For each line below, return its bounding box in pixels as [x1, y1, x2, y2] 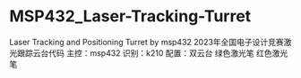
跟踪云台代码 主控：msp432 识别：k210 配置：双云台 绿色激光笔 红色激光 [16, 47, 288, 58]
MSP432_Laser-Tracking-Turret [9, 6, 252, 27]
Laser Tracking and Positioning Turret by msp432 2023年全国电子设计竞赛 [9, 36, 284, 47]
